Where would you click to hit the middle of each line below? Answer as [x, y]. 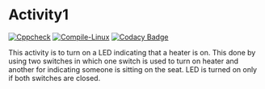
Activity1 [38, 15]
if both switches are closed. [55, 78]
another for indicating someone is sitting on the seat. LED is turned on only [132, 69]
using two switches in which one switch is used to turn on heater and [124, 61]
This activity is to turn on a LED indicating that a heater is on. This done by [132, 52]
